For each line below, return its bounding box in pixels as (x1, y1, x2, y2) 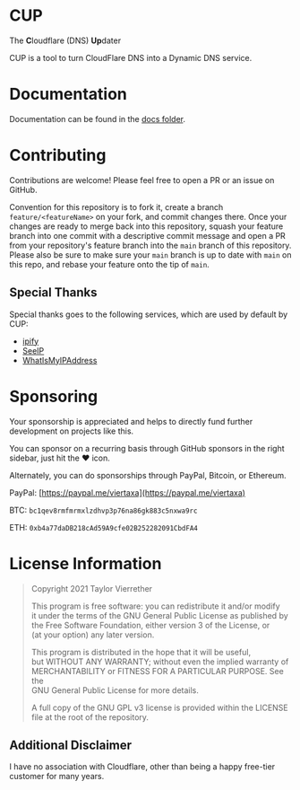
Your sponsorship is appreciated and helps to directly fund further (9, 416, 253, 426)
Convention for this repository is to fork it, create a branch (9, 201, 224, 212)
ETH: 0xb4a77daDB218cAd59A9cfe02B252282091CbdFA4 (9, 522, 199, 532)
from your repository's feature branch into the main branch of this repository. (9, 240, 292, 250)
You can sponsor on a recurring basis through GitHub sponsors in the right (9, 443, 285, 453)
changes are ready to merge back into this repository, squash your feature (9, 221, 284, 232)
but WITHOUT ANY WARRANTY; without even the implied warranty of (30, 656, 289, 667)
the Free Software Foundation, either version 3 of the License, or (30, 619, 270, 630)
